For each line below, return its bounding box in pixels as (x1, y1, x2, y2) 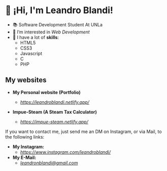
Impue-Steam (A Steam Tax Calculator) (12, 109, 97, 115)
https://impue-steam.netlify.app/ (20, 118, 89, 124)
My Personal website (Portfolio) (12, 89, 81, 95)
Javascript (20, 50, 43, 56)
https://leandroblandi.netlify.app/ (20, 99, 90, 105)
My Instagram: (12, 144, 45, 150)
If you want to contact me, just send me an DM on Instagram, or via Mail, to (5, 129, 162, 135)
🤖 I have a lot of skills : (12, 34, 59, 40)
